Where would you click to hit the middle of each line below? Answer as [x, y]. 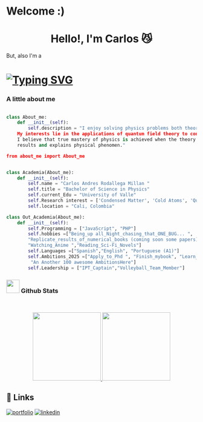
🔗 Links [20, 397]
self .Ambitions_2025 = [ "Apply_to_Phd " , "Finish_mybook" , [102, 256]
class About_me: [27, 117]
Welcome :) [36, 11]
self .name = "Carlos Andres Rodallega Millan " [89, 184]
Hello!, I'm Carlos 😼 [101, 39]
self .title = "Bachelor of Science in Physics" [89, 189]
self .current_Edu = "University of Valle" [82, 195]
